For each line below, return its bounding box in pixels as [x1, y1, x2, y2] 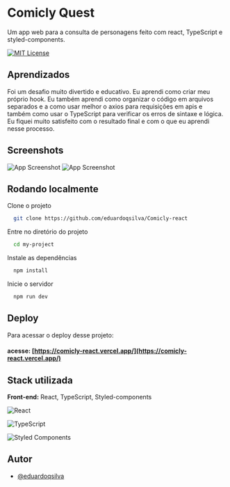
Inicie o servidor [7, 280, 54, 288]
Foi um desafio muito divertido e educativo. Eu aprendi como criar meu [7, 87, 211, 95]
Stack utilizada [7, 374, 73, 386]
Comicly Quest [7, 5, 95, 21]
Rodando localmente [7, 183, 99, 195]
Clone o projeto [7, 202, 52, 210]
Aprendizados [7, 69, 70, 81]
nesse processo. [7, 124, 55, 133]
